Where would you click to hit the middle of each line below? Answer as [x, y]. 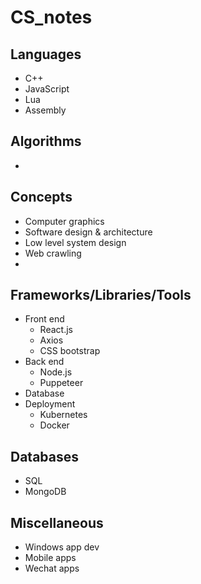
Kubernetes [63, 415]
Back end [44, 362]
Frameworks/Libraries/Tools [101, 295]
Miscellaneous [57, 522]
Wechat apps [52, 568]
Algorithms [46, 141]
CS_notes [51, 17]
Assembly [45, 110]
